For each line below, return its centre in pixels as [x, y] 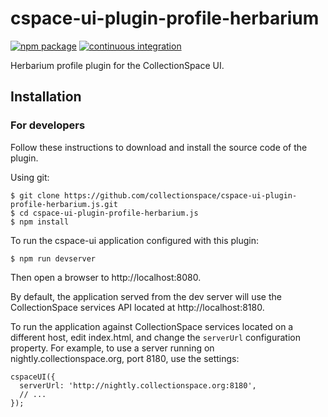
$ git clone [35, 195]
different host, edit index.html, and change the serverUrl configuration [155, 337]
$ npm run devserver [53, 258]
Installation [46, 97]
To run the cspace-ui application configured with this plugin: [135, 240]
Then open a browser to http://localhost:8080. [106, 277]
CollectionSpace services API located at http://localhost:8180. [137, 307]
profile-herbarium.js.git [64, 204]
